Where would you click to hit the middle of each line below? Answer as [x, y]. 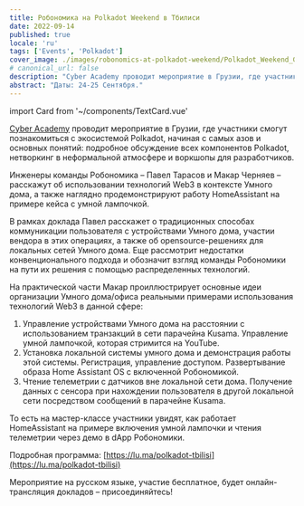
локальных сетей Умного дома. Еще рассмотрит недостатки [127, 250]
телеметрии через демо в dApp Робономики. [97, 437]
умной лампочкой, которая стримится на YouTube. [121, 343]
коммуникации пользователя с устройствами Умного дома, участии [142, 231]
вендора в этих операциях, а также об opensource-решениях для [137, 240]
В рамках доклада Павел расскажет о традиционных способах [132, 221]
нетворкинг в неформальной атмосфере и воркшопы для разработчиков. [152, 157]
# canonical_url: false [54, 69]
